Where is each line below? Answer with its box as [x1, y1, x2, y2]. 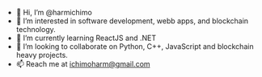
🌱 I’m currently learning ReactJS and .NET [15, 33, 156, 43]
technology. [15, 25, 57, 34]
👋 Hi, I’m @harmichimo [15, 8, 93, 17]
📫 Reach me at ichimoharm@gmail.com [15, 59, 151, 68]
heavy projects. [15, 51, 69, 59]
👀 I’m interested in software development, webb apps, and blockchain [15, 16, 249, 26]
